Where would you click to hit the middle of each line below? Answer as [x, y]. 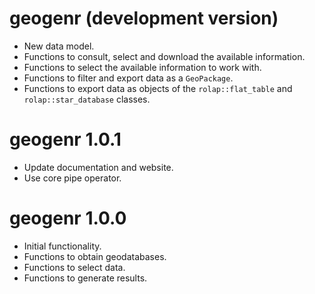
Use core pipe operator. [72, 178]
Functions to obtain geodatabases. [95, 256]
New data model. [59, 46]
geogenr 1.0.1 [65, 139]
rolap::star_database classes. [87, 99]
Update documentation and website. [98, 167]
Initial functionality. [62, 246]
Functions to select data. [74, 267]
